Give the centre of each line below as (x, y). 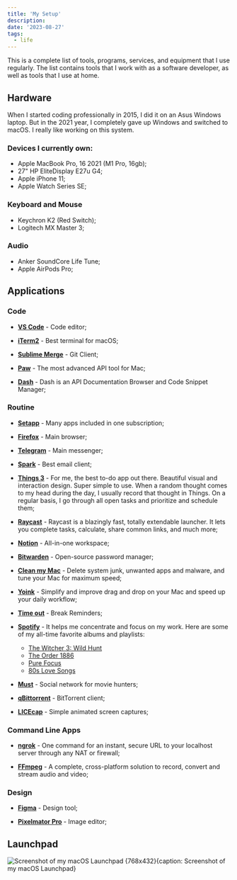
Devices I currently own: (50, 148)
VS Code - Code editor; (52, 327)
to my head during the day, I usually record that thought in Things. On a (121, 492)
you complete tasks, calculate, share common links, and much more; (117, 529)
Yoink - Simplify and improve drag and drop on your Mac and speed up (121, 592)
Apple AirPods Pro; (45, 269)
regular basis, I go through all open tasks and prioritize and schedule (117, 500)
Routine (21, 407)
